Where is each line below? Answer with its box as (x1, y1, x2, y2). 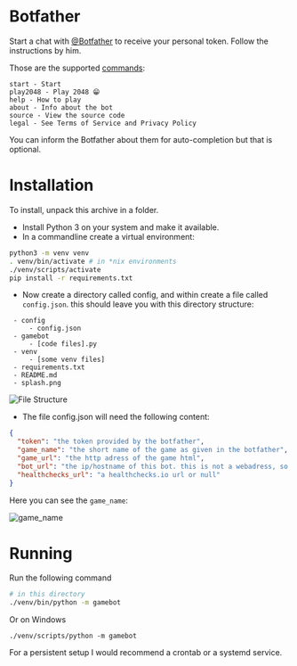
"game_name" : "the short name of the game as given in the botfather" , (17, 446, 289, 455)
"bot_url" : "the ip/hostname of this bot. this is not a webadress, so (17, 462, 289, 471)
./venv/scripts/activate (9, 265, 101, 274)
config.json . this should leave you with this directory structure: (21, 299, 254, 309)
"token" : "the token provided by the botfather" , (17, 437, 205, 447)
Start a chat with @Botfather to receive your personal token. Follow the (9, 36, 269, 46)
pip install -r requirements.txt (9, 274, 133, 283)
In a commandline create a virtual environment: (21, 231, 196, 242)
